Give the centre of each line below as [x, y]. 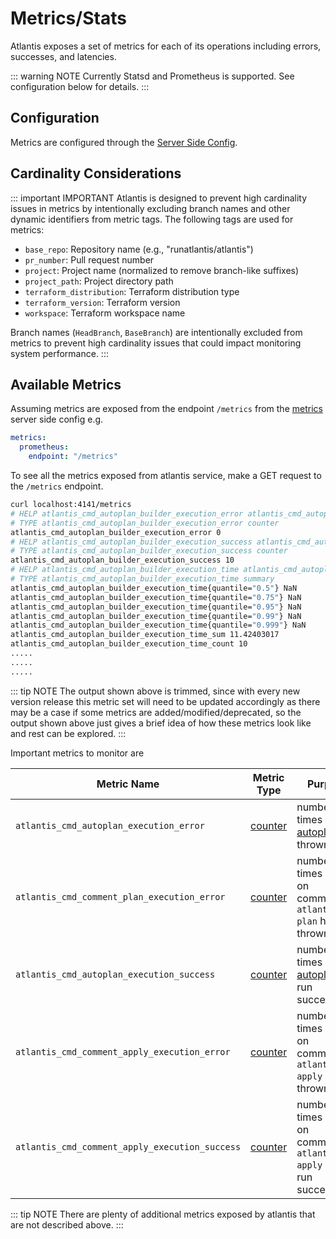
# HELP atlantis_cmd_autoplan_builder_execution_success [131, 542]
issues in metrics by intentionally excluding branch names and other [150, 208]
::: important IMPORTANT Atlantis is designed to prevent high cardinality [159, 198]
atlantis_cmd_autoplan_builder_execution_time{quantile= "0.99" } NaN [156, 616]
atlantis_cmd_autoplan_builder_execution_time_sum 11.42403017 [145, 635]
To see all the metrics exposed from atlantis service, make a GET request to [166, 475]
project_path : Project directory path [99, 281]
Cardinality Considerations [96, 173]
